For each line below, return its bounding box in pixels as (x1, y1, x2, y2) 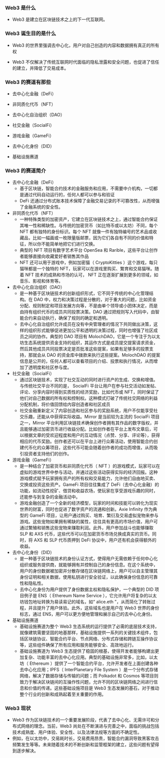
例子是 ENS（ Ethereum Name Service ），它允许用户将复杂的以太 (24, 593, 157, 599)
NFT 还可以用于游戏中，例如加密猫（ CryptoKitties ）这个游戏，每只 (19, 260, 158, 265)
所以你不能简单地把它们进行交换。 (28, 241, 98, 247)
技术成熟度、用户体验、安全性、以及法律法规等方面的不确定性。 (12, 729, 142, 735)
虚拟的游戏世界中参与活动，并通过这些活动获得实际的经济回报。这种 (19, 469, 158, 475)
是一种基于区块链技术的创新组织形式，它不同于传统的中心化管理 (19, 290, 149, 297)
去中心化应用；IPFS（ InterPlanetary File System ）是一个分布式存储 (19, 667, 159, 673)
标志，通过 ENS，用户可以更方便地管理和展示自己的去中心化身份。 (19, 611, 155, 617)
